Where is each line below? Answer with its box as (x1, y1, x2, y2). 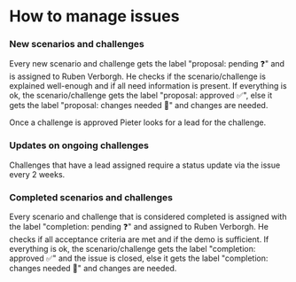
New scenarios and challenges (9, 38, 144, 51)
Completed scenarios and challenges (9, 191, 173, 203)
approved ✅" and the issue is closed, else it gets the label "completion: (9, 253, 269, 263)
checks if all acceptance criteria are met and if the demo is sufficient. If (9, 234, 269, 245)
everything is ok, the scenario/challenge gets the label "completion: (9, 244, 256, 255)
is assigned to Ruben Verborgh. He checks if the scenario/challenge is (9, 71, 266, 82)
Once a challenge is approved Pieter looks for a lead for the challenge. (9, 117, 267, 128)
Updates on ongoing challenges (9, 139, 149, 152)
